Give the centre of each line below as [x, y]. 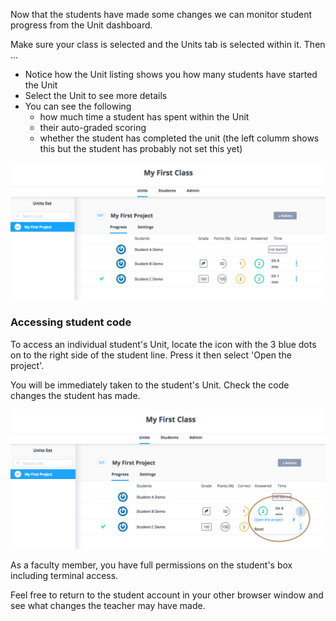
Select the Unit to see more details [96, 95]
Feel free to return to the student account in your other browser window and [167, 595]
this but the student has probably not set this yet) [141, 148]
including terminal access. [64, 576]
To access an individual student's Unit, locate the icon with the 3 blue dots [163, 344]
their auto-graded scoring [93, 127]
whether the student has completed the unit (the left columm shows [179, 138]
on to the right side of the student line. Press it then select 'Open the [151, 355]
